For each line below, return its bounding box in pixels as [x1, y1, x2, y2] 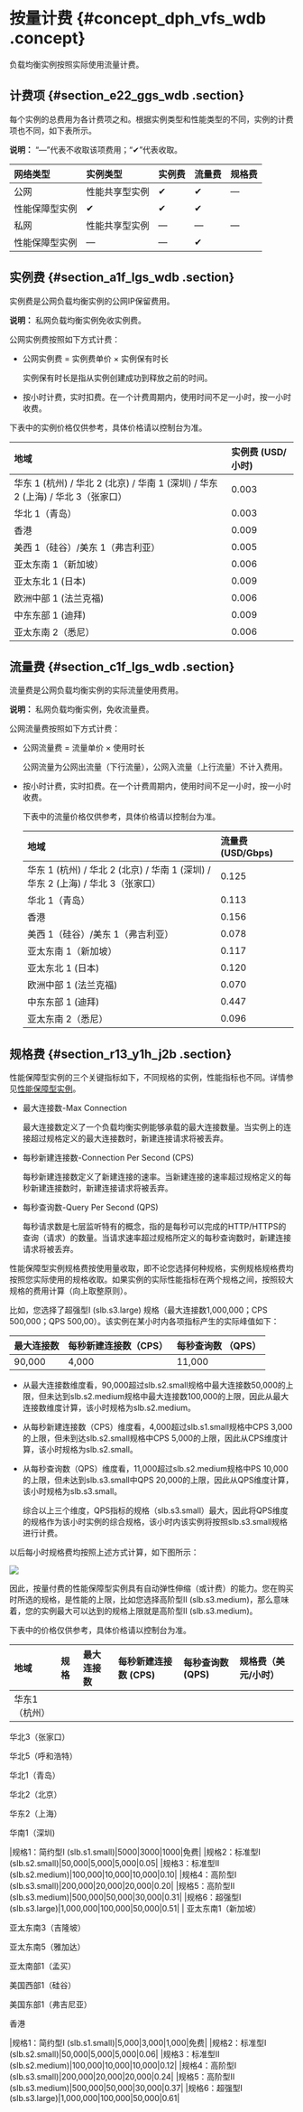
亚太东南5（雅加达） [9, 1941, 86, 1952]
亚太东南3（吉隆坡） [9, 1922, 86, 1933]
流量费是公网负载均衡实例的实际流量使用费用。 [9, 685, 183, 696]
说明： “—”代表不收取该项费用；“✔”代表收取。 [9, 144, 183, 154]
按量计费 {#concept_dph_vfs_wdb [9, 8, 266, 29]
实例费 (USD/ [231, 445, 287, 458]
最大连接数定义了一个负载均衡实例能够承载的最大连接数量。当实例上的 [22, 1122, 284, 1133]
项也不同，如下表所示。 [9, 125, 96, 136]
